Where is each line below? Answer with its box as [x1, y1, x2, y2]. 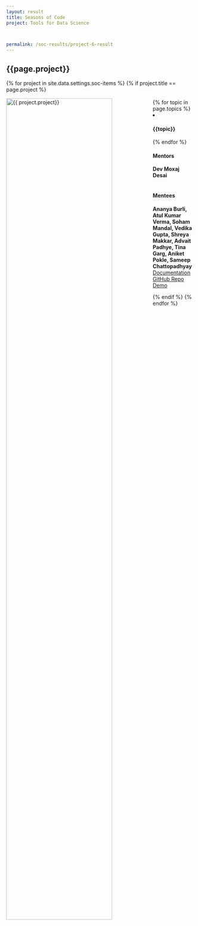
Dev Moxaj [153, 165, 180, 173]
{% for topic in [153, 98, 188, 105]
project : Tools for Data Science [6, 20, 89, 26]
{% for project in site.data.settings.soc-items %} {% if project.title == [6, 79, 176, 87]
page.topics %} [153, 105, 191, 112]
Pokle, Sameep [153, 256, 191, 264]
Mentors [153, 152, 175, 159]
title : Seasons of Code [6, 14, 66, 20]
